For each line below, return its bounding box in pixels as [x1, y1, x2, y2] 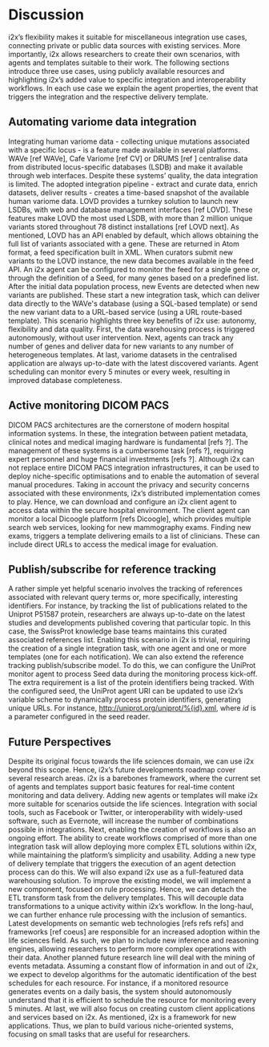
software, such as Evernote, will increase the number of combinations [8, 817, 239, 826]
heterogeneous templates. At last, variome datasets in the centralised [8, 349, 238, 359]
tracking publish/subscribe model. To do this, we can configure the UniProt [8, 661, 256, 670]
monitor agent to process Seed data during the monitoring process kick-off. [8, 669, 258, 679]
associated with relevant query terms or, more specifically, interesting [8, 593, 239, 602]
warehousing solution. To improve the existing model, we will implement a [8, 876, 251, 886]
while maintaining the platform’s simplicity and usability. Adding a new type [8, 850, 256, 860]
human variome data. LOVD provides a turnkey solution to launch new [8, 196, 239, 206]
